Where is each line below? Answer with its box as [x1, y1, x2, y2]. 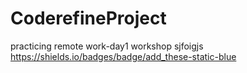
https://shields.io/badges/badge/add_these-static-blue [10, 50, 237, 62]
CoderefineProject [10, 7, 167, 30]
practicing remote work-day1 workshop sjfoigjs [10, 40, 204, 52]
